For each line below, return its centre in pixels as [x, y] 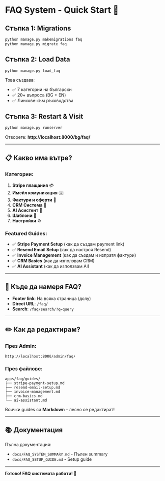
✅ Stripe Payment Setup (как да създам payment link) [68, 244]
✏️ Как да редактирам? [43, 330]
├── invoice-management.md [33, 391]
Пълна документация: [28, 444]
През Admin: [21, 346]
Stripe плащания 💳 [33, 185]
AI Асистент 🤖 [27, 210]
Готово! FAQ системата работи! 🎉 [41, 473]
